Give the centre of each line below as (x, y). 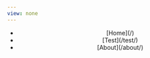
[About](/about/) (120, 47)
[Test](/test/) (120, 40)
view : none (23, 13)
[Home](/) (120, 33)
